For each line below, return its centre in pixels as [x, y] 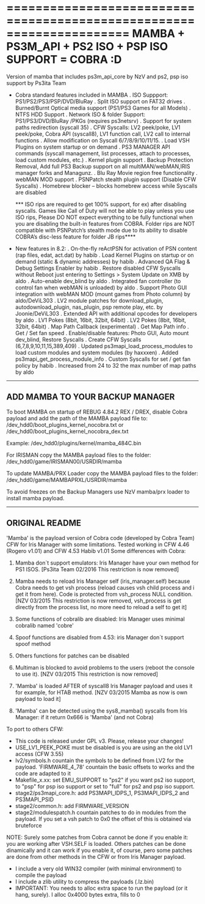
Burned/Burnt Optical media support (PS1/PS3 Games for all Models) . [103, 108]
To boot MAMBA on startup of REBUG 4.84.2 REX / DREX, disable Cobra [97, 412]
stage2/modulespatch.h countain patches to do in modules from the [101, 812]
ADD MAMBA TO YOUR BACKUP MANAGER [91, 397]
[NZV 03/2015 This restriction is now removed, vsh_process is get [98, 601]
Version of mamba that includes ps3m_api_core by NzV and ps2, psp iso [97, 76]
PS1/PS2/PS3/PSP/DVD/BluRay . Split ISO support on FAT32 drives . [100, 101]
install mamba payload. [35, 498]
